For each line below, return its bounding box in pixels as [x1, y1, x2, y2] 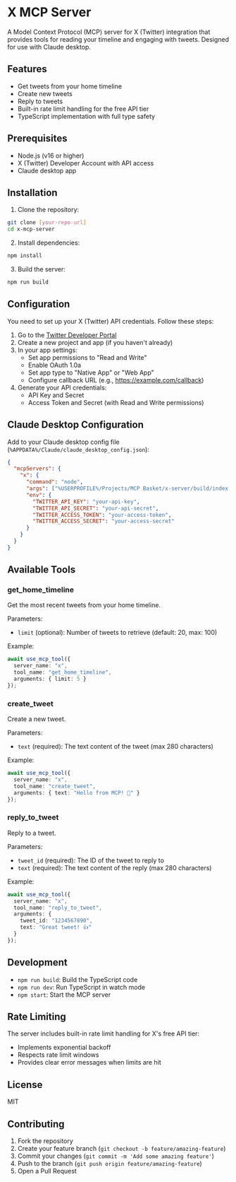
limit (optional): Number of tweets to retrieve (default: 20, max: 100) [17, 628, 218, 637]
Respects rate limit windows [17, 1051, 99, 1059]
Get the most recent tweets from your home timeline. [7, 601, 161, 609]
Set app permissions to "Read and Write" [27, 353, 147, 361]
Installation [7, 187, 58, 199]
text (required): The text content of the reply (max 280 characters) [17, 863, 212, 872]
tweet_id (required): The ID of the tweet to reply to [17, 856, 164, 865]
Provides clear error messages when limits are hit [17, 1058, 161, 1067]
